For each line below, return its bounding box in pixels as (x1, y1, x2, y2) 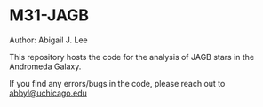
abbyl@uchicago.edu (9, 88, 87, 98)
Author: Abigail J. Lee (9, 34, 88, 45)
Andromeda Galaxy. (9, 61, 82, 72)
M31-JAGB (9, 5, 90, 26)
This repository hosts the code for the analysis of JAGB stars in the (9, 51, 255, 62)
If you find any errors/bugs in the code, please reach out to (9, 78, 226, 88)
